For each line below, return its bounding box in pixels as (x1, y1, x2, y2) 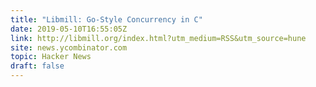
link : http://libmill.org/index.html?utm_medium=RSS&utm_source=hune (10, 33, 307, 43)
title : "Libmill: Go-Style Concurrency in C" (10, 14, 203, 25)
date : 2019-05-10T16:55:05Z (10, 24, 128, 34)
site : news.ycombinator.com (10, 42, 128, 53)
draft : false (10, 61, 65, 71)
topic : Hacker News (10, 52, 92, 62)
